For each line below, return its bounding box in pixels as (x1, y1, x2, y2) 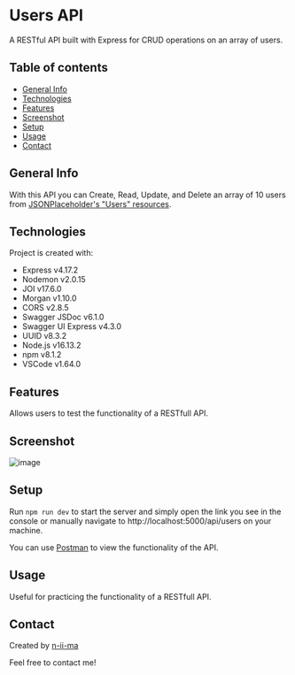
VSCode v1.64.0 (21, 359, 82, 370)
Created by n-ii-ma (9, 640, 79, 651)
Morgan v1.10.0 (21, 293, 77, 303)
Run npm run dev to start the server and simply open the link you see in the (9, 506, 282, 517)
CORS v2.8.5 (21, 303, 69, 313)
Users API (9, 5, 84, 26)
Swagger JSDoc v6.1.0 (21, 311, 105, 323)
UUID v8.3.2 (21, 331, 67, 341)
